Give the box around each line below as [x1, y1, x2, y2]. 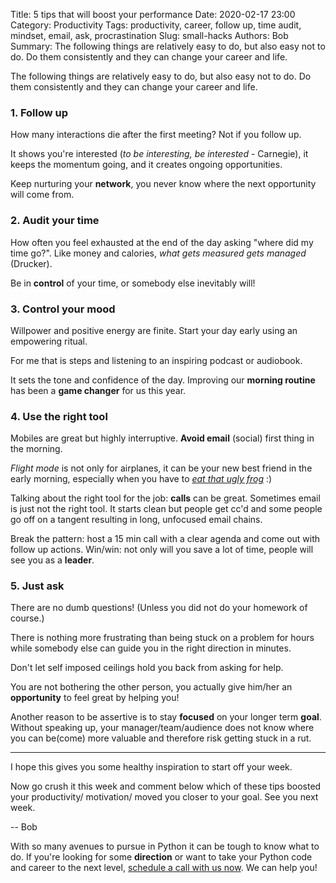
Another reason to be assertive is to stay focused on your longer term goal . [10, 711, 322, 723]
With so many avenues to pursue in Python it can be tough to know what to [10, 840, 320, 853]
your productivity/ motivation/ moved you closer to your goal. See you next [10, 791, 319, 803]
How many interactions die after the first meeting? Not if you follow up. [10, 129, 302, 141]
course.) [10, 612, 45, 624]
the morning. [10, 443, 63, 455]
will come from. [10, 189, 75, 201]
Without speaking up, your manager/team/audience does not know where [10, 722, 315, 734]
